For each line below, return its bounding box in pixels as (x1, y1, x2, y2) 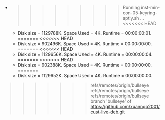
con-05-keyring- (122, 10, 157, 16)
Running (122, 5, 140, 10)
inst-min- (140, 5, 160, 10)
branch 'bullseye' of (90, 98, 132, 104)
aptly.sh (122, 15, 139, 21)
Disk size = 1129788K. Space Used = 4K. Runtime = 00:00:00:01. (17, 30, 152, 36)
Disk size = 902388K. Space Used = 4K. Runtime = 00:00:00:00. (17, 62, 152, 68)
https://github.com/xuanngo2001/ (90, 104, 160, 109)
